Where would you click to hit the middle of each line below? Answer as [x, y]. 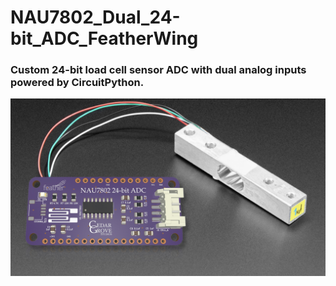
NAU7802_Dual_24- [95, 17]
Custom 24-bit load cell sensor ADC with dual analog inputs [158, 70]
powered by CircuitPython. [77, 83]
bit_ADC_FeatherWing [104, 38]
